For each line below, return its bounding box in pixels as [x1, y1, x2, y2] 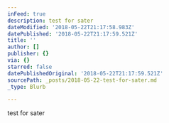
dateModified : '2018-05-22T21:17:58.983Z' [7, 23, 135, 31]
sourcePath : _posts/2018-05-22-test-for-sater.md [7, 76, 158, 84]
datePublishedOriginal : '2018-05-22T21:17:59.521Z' [7, 70, 163, 77]
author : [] [7, 43, 40, 50]
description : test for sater [7, 17, 94, 24]
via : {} [7, 57, 31, 64]
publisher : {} [7, 50, 50, 58]
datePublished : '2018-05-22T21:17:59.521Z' [7, 30, 138, 38]
